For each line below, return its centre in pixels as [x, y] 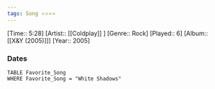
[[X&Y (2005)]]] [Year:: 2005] [49, 40]
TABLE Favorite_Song [37, 72]
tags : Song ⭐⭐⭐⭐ [32, 13]
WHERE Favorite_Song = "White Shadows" [64, 79]
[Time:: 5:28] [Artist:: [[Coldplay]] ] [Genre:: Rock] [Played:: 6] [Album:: [107, 33]
